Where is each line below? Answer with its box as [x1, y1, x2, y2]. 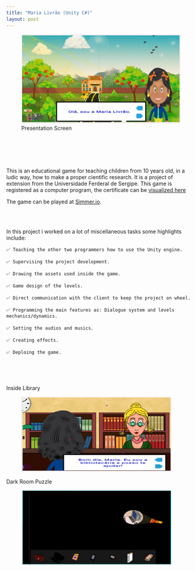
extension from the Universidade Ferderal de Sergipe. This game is [6, 180, 173, 187]
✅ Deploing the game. [6, 349, 62, 356]
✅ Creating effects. [6, 337, 59, 343]
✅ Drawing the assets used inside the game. [6, 270, 121, 277]
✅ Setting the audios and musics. [6, 325, 94, 331]
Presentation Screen [21, 124, 72, 132]
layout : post [6, 16, 39, 22]
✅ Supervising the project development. [6, 258, 110, 265]
